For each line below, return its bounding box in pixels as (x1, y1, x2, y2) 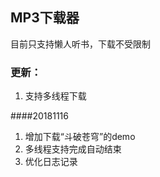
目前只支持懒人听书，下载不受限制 (10, 38, 151, 50)
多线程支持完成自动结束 (24, 143, 122, 155)
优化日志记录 (24, 156, 78, 168)
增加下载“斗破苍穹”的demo (24, 131, 136, 143)
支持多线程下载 (24, 90, 87, 102)
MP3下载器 (10, 9, 80, 27)
